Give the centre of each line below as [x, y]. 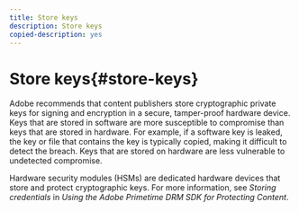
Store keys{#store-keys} [104, 79]
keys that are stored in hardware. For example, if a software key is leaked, [146, 132]
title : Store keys [44, 18]
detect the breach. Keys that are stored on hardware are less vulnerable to [147, 151]
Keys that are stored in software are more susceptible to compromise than [147, 123]
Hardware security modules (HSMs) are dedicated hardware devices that [145, 178]
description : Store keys [56, 26]
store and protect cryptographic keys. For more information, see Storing [143, 188]
